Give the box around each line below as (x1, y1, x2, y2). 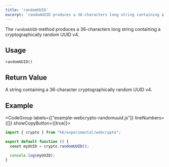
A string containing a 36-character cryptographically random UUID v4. (5, 87, 152, 93)
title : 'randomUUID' (5, 7, 49, 13)
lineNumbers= (135, 114, 164, 120)
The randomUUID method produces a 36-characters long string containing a (5, 26, 161, 32)
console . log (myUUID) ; (10, 153, 56, 158)
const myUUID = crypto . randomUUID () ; (10, 144, 90, 149)
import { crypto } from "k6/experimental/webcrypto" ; (5, 130, 121, 135)
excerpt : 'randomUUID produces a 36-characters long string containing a (5, 12, 164, 17)
